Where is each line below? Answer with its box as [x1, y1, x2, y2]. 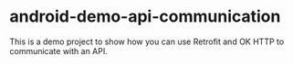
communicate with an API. [9, 45, 108, 56]
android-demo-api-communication [9, 6, 281, 27]
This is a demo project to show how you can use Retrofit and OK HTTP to [9, 36, 285, 47]
